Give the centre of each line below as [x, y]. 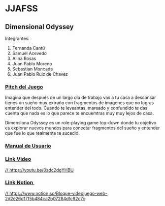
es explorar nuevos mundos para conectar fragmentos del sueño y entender [82, 128]
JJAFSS [22, 9]
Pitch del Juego [24, 87]
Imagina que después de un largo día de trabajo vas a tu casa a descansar [81, 98]
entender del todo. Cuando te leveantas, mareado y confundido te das [76, 108]
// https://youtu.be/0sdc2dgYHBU [39, 170]
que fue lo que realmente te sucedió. [42, 133]
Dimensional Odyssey [39, 27]
